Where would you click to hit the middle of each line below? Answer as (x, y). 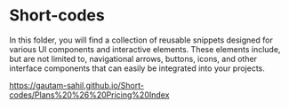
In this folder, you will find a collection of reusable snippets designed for (141, 40)
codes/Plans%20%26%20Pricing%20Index (89, 95)
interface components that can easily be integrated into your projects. (137, 68)
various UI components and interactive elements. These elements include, (145, 49)
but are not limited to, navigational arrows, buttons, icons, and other (133, 58)
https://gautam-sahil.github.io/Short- (77, 85)
